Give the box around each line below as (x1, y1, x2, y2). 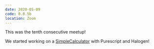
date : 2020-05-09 (5, 7, 41, 12)
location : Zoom (5, 16, 36, 21)
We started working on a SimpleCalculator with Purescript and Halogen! (5, 38, 150, 44)
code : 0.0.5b (5, 12, 32, 16)
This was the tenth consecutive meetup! (5, 29, 86, 35)
